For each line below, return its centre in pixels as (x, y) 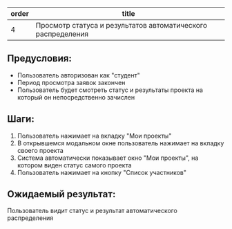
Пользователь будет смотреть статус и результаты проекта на (110, 90)
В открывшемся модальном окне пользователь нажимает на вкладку (120, 143)
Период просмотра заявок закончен (71, 82)
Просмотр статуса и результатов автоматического (122, 25)
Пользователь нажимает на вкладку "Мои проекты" (94, 136)
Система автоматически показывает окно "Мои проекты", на (108, 158)
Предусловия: (40, 58)
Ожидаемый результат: (61, 194)
